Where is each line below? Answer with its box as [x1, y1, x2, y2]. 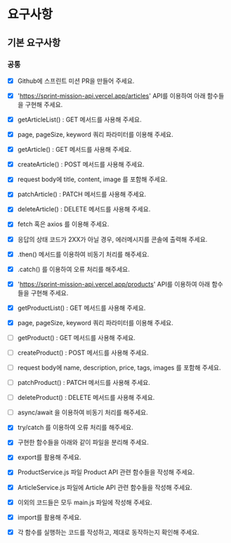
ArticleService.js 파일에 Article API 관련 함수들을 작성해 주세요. [17, 483, 193, 492]
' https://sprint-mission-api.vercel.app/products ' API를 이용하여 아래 [17, 280, 211, 288]
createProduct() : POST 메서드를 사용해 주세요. [17, 348, 149, 357]
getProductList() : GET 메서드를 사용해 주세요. [17, 303, 146, 312]
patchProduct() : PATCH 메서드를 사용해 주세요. [17, 379, 151, 387]
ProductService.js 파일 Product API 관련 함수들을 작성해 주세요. [17, 468, 195, 476]
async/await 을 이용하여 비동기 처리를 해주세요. [17, 408, 149, 417]
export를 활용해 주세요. [17, 453, 82, 462]
